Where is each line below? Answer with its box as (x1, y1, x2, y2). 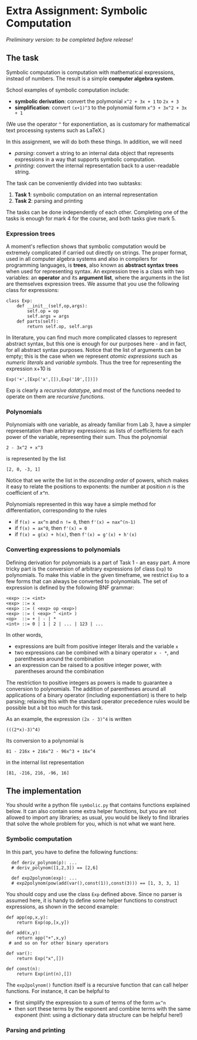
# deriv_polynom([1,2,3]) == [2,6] (11, 865, 98, 871)
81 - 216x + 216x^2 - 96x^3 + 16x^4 (6, 748, 96, 754)
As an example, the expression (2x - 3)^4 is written (6, 715, 132, 722)
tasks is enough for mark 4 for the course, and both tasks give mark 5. (6, 214, 176, 222)
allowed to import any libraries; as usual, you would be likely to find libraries (6, 814, 189, 821)
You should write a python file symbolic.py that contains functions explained (6, 801, 191, 808)
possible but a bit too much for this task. (6, 704, 104, 711)
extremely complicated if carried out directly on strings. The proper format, (6, 249, 188, 256)
